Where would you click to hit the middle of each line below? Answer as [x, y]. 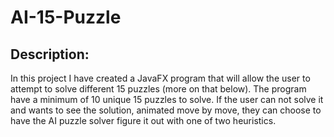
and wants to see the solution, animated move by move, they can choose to [166, 110]
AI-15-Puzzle [66, 17]
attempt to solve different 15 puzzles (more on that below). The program [158, 89]
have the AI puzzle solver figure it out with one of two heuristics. [143, 120]
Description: [50, 54]
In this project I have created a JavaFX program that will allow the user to [160, 78]
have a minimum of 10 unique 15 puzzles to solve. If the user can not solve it [167, 99]
